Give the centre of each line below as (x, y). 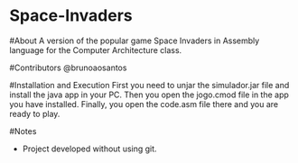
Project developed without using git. (89, 149)
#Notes (23, 131)
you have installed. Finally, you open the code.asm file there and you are (144, 104)
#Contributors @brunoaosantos (68, 68)
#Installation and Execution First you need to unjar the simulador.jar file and (149, 85)
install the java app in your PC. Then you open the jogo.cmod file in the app (149, 95)
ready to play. (35, 113)
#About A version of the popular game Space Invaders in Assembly (135, 41)
